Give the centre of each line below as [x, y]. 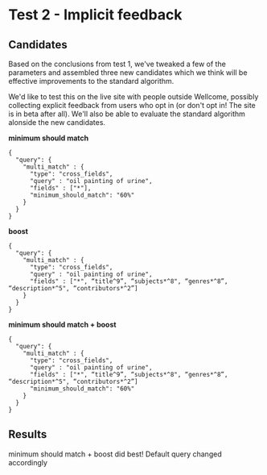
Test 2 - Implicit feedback [95, 15]
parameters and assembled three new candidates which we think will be [128, 73]
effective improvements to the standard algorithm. [91, 81]
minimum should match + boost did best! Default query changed [115, 454]
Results [28, 434]
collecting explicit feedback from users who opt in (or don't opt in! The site [132, 105]
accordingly [28, 462]
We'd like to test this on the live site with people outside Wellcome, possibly [133, 97]
